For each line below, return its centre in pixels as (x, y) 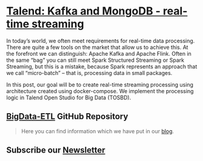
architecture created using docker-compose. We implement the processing (100, 91)
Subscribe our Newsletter (56, 150)
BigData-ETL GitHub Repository (67, 117)
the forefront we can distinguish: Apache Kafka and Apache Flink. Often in (99, 53)
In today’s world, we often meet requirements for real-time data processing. (101, 41)
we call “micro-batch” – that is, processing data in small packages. (89, 73)
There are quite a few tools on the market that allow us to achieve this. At (97, 47)
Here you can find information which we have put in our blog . (98, 131)
